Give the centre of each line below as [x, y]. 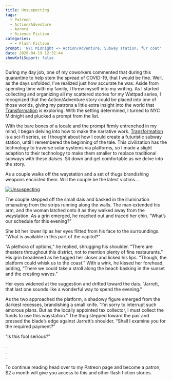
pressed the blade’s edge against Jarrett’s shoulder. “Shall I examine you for [85, 321]
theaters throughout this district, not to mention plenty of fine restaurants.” [84, 252]
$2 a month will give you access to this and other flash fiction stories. [79, 373]
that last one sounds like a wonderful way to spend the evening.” [74, 289]
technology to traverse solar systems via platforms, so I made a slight [79, 148]
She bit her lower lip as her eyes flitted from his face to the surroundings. [83, 231]
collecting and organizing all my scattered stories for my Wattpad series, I [83, 94]
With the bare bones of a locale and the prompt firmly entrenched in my [81, 126]
